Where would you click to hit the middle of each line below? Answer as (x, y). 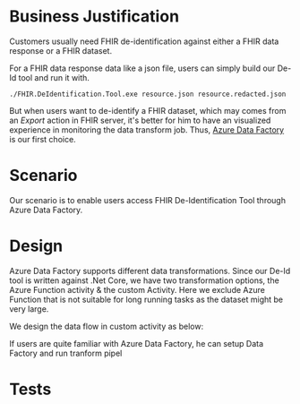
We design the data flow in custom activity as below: (107, 326)
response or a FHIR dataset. (61, 50)
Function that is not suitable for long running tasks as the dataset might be (146, 299)
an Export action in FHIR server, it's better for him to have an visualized (140, 120)
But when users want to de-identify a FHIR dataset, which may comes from (148, 110)
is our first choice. (43, 139)
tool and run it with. (54, 77)
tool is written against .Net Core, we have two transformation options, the (144, 280)
